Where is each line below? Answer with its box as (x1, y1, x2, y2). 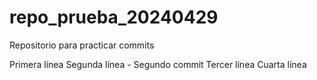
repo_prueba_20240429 (9, 6, 219, 29)
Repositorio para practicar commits (9, 39, 155, 51)
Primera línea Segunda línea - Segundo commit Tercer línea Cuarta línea (9, 58, 307, 70)
